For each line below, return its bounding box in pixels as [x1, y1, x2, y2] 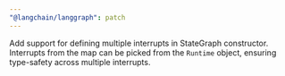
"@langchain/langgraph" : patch [9, 13, 126, 22]
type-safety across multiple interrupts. [9, 56, 151, 67]
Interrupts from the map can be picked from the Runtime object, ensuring [9, 46, 277, 58]
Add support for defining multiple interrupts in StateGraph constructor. [9, 38, 269, 48]
